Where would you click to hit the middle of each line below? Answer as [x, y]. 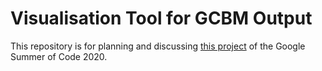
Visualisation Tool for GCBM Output [161, 18]
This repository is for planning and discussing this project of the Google [158, 46]
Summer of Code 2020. [59, 56]
